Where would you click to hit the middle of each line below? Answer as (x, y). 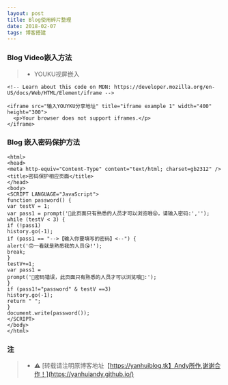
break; (16, 252)
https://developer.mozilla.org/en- (164, 87)
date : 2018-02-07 (32, 26)
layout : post (26, 13)
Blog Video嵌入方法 (40, 57)
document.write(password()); (48, 313)
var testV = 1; (29, 206)
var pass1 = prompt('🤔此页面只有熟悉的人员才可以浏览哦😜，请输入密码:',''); (109, 213)
